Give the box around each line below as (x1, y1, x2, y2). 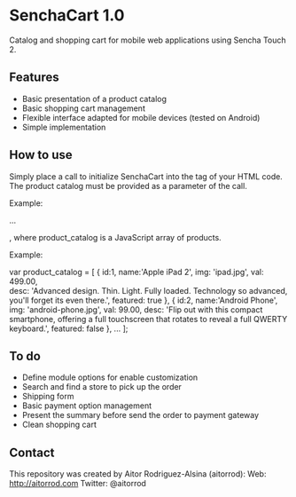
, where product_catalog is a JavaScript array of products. (9, 232, 222, 242)
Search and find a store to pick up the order (21, 382, 182, 392)
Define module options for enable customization (21, 372, 199, 383)
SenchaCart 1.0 (9, 5, 125, 26)
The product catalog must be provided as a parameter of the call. (9, 180, 248, 191)
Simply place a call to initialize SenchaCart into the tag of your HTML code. (9, 170, 284, 182)
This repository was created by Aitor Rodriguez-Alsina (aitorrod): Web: (9, 469, 267, 479)
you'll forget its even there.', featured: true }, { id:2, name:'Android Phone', (9, 295, 278, 305)
